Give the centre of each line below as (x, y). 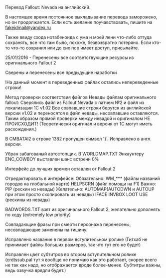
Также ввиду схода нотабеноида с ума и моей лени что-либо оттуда (79, 37)
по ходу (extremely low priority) (38, 215)
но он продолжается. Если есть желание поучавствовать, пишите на (79, 22)
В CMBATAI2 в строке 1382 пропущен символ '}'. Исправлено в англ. (79, 139)
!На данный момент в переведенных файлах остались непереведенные (82, 82)
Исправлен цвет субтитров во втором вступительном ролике (71, 254)
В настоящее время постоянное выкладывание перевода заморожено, (81, 17)
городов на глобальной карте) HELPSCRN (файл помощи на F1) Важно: (81, 184)
